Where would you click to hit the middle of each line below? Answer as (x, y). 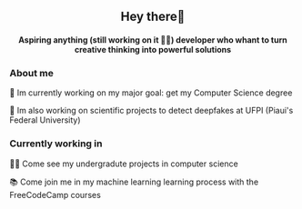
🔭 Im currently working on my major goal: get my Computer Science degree (151, 93)
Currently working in (56, 144)
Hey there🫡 (153, 17)
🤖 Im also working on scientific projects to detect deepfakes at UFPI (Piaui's (151, 111)
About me (32, 73)
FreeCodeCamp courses (55, 194)
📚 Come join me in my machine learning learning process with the (134, 182)
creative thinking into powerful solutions (153, 49)
